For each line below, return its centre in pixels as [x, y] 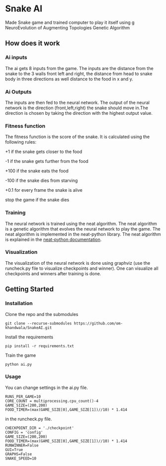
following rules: [21, 142]
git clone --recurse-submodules [38, 323]
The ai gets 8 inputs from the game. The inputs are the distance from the [79, 68]
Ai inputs [16, 58]
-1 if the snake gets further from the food [47, 161]
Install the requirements [29, 337]
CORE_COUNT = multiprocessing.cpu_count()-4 [52, 401]
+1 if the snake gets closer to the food [44, 152]
